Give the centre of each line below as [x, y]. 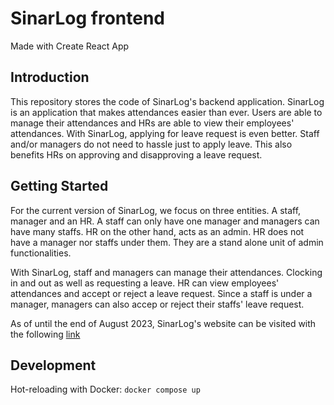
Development [53, 365]
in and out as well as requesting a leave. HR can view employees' [145, 283]
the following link [45, 334]
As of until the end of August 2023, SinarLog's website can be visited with [163, 323]
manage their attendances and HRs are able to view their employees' [152, 123]
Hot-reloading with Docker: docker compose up [105, 389]
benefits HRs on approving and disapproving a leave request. [136, 154]
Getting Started [59, 186]
